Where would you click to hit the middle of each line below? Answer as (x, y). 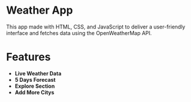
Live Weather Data (38, 73)
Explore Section (35, 86)
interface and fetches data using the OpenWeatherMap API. (79, 33)
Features (28, 57)
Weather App (39, 10)
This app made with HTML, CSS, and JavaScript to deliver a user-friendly (96, 27)
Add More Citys (34, 92)
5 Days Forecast (35, 79)
